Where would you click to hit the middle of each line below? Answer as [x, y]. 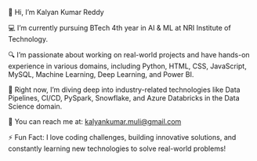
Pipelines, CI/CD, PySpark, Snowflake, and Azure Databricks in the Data [124, 98]
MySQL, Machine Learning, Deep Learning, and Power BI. [101, 74]
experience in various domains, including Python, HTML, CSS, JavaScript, [127, 66]
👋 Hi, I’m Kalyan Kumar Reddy [56, 12]
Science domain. [35, 106]
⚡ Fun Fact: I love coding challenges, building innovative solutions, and [122, 137]
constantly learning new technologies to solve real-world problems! [117, 148]
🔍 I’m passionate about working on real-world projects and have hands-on [129, 55]
